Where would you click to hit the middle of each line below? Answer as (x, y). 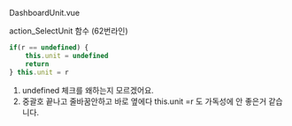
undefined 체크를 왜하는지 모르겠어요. (88, 90)
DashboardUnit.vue (45, 13)
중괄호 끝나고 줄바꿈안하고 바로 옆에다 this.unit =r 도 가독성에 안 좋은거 (144, 101)
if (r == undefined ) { (49, 48)
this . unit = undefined (67, 56)
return (37, 64)
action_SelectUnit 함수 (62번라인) (69, 31)
